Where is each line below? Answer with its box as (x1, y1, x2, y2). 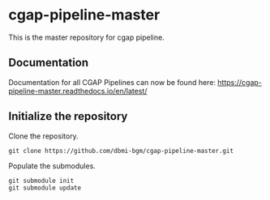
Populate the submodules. (8, 160, 96, 171)
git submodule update (8, 184, 82, 192)
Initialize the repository (8, 109, 128, 123)
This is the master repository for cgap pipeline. (8, 32, 165, 42)
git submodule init (8, 177, 75, 185)
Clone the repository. (8, 131, 79, 141)
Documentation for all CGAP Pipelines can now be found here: (8, 77, 216, 87)
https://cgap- (217, 77, 262, 87)
